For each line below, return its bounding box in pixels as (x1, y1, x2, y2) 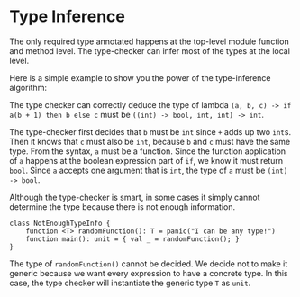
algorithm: (9, 82, 48, 93)
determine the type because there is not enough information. (9, 201, 236, 212)
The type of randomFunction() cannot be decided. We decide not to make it (9, 258, 288, 269)
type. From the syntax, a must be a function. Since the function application (9, 146, 286, 157)
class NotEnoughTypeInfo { (9, 219, 111, 228)
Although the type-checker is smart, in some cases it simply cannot (9, 192, 260, 202)
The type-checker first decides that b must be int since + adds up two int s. (9, 126, 291, 137)
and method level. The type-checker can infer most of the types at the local (9, 45, 291, 56)
